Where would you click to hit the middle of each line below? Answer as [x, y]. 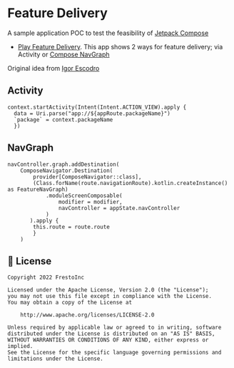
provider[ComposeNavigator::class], [87, 176]
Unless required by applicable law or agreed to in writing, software [115, 328]
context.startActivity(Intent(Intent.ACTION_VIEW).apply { [97, 107]
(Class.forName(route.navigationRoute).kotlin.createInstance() [131, 183]
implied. [20, 347]
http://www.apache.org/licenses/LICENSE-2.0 [87, 315]
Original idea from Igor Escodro [54, 68]
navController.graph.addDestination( [63, 164]
